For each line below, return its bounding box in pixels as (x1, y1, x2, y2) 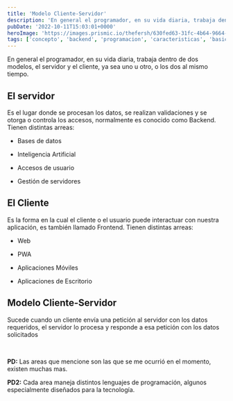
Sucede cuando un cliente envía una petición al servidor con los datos (7, 316, 208, 324)
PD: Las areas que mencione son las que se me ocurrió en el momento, (7, 357, 212, 366)
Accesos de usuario (17, 163, 75, 172)
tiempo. (7, 70, 29, 79)
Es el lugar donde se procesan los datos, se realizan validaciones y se (7, 108, 207, 117)
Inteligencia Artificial (17, 150, 76, 158)
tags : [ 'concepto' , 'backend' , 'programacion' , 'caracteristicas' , (7, 36, 207, 43)
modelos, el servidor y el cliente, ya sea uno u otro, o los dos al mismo (7, 63, 208, 71)
